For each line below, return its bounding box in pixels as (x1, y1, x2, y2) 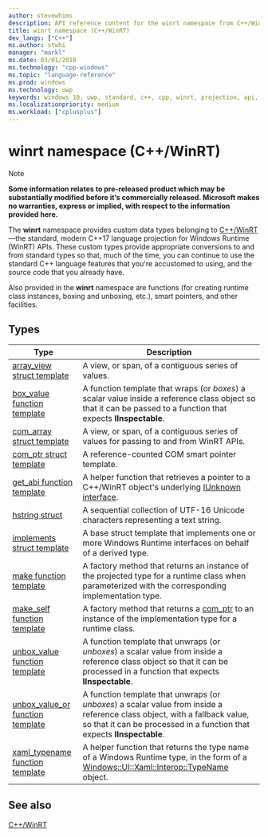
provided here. (8, 209, 58, 219)
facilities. (8, 300, 38, 309)
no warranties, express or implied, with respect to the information (8, 201, 231, 210)
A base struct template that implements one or (82, 527, 256, 538)
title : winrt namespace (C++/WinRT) (8, 26, 130, 34)
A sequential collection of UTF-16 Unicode (82, 504, 245, 515)
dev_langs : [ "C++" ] (8, 33, 73, 42)
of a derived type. (82, 547, 149, 558)
